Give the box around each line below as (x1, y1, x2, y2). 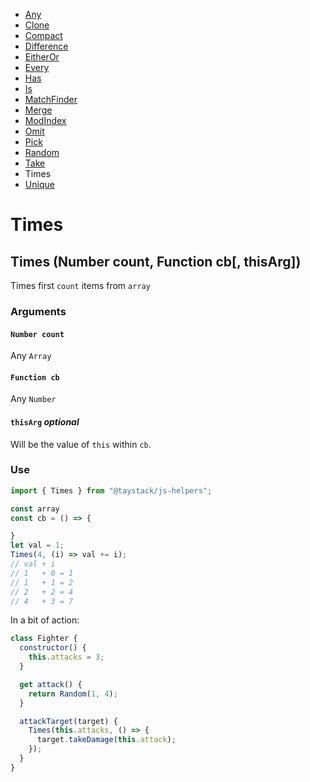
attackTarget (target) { (19, 716, 118, 726)
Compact (24, 30, 63, 41)
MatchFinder (24, 94, 78, 105)
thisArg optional (10, 415, 80, 428)
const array (10, 504, 60, 514)
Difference (24, 40, 69, 52)
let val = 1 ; (10, 540, 65, 551)
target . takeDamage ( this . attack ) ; (36, 735, 177, 745)
